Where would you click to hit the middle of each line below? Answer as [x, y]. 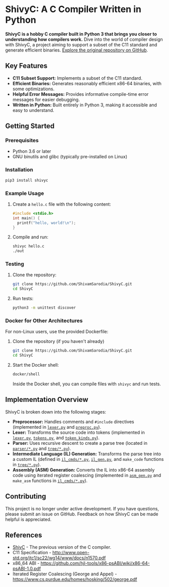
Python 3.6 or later [32, 151]
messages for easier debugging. [46, 99]
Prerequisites [22, 141]
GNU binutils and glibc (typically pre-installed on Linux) [70, 157]
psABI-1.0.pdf [27, 569]
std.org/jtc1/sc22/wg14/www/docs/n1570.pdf [59, 558]
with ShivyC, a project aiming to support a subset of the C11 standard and [81, 44]
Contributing [26, 496]
